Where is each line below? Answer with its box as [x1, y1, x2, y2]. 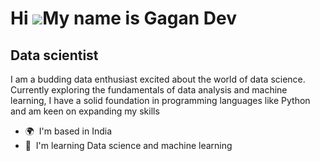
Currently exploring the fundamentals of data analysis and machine [10, 84, 288, 96]
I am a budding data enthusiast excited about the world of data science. [10, 73, 306, 85]
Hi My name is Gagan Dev [10, 7, 237, 30]
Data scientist [10, 47, 99, 64]
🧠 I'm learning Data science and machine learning [24, 140, 233, 151]
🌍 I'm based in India [24, 125, 113, 137]
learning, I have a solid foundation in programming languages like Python [10, 95, 311, 106]
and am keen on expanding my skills [10, 105, 160, 117]
